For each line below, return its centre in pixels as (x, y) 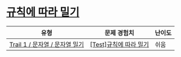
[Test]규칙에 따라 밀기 (119, 44)
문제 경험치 (119, 32)
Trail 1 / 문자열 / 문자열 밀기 (47, 44)
